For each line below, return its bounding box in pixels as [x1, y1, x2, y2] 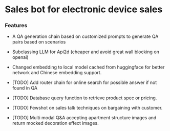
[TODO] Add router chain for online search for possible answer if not [12, 79, 157, 85]
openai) [12, 54, 29, 60]
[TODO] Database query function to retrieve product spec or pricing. [12, 95, 157, 101]
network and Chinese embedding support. [12, 70, 102, 76]
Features [5, 22, 28, 29]
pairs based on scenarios [12, 39, 66, 45]
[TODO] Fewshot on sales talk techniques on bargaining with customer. [12, 105, 163, 111]
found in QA [12, 85, 38, 91]
